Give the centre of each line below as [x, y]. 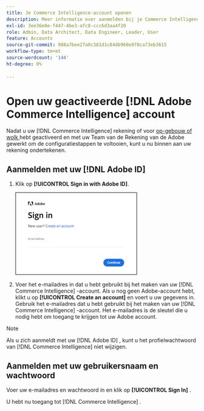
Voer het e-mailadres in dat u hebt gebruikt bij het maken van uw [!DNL [104, 285]
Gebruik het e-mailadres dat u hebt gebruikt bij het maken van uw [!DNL [105, 304]
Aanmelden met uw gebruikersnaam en [83, 366]
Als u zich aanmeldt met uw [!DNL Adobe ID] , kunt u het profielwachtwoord [101, 341]
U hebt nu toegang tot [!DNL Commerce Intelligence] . [74, 402]
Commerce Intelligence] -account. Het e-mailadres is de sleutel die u [101, 310]
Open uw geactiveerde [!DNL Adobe [99, 101]
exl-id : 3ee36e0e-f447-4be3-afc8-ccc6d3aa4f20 [66, 25]
